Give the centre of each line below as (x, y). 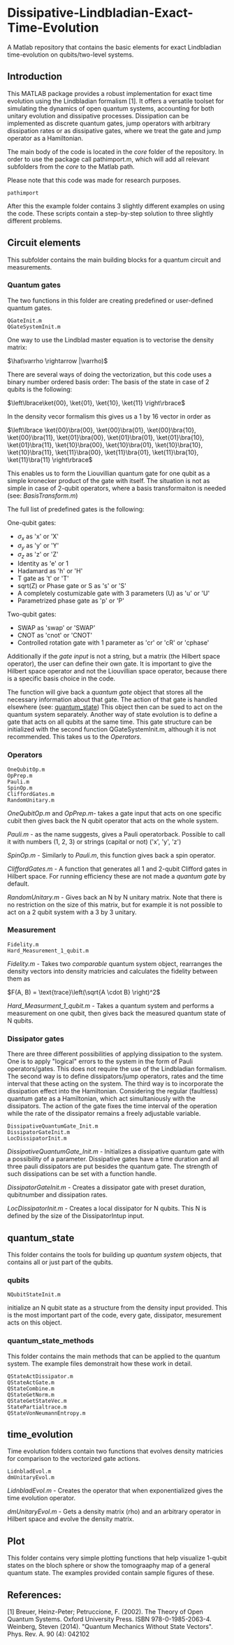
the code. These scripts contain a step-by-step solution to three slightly (110, 213)
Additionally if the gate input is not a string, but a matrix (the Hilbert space (114, 657)
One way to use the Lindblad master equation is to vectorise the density (111, 339)
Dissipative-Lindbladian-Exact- (100, 13)
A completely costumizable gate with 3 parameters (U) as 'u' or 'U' (114, 594)
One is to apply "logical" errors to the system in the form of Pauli (100, 1061)
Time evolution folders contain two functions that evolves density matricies (115, 1451)
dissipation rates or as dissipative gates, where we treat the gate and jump (114, 130)
